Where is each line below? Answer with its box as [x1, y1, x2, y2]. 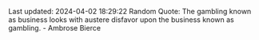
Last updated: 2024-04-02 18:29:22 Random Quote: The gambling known [8, 7, 252, 16]
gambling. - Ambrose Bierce [8, 24, 102, 32]
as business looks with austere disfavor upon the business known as [8, 15, 234, 24]
